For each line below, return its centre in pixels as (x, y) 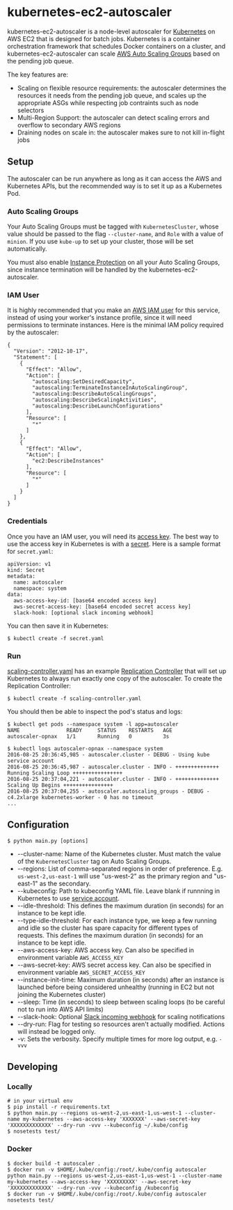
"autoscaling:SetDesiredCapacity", (84, 382)
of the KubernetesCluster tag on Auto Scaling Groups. (94, 861)
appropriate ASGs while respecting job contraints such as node (108, 102)
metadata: (22, 576)
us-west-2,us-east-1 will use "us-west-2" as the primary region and (115, 876)
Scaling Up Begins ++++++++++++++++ (60, 785)
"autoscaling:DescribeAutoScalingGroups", (95, 394)
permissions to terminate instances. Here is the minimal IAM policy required (115, 325)
